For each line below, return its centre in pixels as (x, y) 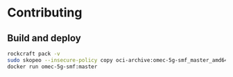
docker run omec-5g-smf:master (52, 67)
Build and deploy (44, 38)
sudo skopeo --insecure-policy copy (60, 60)
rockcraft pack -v (34, 54)
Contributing (45, 13)
